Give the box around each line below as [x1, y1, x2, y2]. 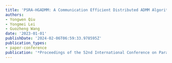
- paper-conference [5, 45, 47, 50]
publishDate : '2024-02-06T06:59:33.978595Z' [5, 36, 102, 41]
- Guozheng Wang [5, 26, 40, 31]
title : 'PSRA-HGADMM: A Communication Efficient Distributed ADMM [5, 7, 150, 13]
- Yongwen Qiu [5, 17, 36, 22]
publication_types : [5, 41, 47, 46]
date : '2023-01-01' [5, 31, 47, 36]
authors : [5, 12, 24, 17]
